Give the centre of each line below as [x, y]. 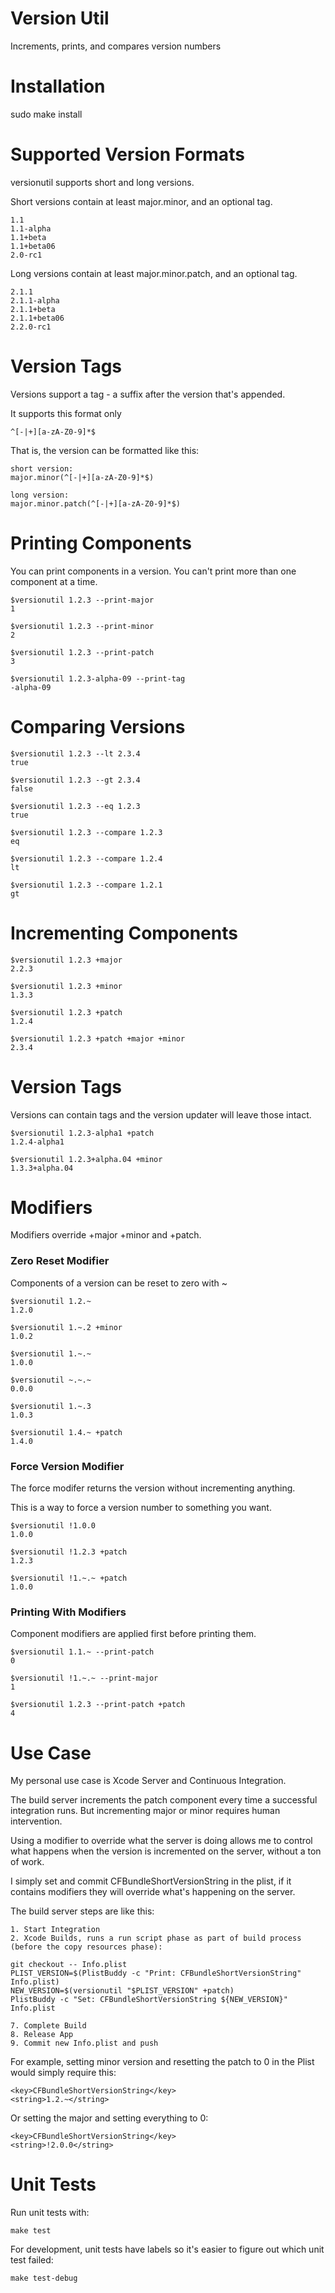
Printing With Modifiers [68, 1612]
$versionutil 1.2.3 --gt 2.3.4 [75, 780]
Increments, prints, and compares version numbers [116, 46]
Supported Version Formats [127, 154]
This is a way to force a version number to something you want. [141, 1508]
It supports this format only [66, 413]
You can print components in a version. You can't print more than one [153, 571]
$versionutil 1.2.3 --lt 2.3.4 [75, 753]
